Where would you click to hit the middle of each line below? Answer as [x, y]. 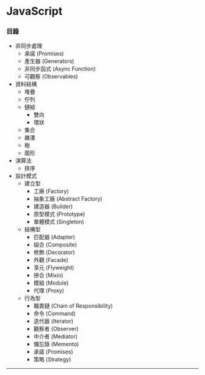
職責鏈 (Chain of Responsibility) [73, 306]
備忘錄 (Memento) [56, 344]
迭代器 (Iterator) [53, 321]
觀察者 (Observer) [56, 329]
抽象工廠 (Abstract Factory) [68, 199]
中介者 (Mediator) [56, 336]
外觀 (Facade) [51, 260]
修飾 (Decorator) [54, 253]
